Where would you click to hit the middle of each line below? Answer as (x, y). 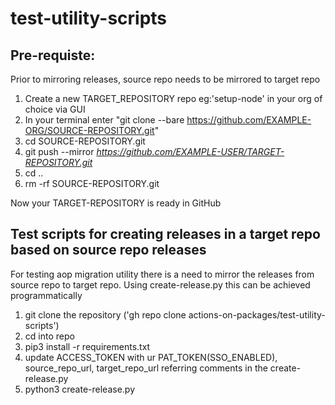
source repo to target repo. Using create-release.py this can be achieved (160, 284)
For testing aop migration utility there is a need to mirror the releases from (162, 274)
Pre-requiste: (53, 55)
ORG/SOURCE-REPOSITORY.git (89, 130)
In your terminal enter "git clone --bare (104, 120)
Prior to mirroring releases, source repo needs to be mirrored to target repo (165, 79)
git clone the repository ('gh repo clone (105, 314)
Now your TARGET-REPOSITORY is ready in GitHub (116, 203)
